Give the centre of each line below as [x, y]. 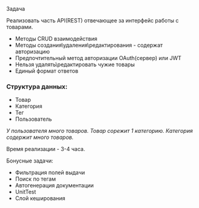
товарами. [20, 27]
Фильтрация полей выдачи [50, 173]
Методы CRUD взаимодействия [56, 39]
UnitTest [25, 192]
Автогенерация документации [54, 186]
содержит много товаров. [40, 137]
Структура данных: [37, 86]
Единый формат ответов [47, 71]
